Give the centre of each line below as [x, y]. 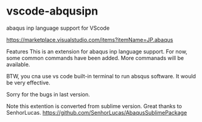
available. [18, 64]
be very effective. [28, 83]
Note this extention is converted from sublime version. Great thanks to [94, 106]
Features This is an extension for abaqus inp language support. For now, [97, 51]
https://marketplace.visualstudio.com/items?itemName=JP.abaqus [90, 39]
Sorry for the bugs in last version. [48, 94]
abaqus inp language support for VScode [58, 28]
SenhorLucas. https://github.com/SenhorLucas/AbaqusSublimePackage [97, 112]
